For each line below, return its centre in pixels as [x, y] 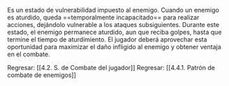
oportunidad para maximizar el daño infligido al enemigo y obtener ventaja [114, 47]
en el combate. [29, 54]
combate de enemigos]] [42, 75]
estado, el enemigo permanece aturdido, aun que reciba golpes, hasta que [114, 32]
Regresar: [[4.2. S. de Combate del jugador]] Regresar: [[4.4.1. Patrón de [111, 68]
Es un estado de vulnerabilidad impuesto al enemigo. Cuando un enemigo [113, 10]
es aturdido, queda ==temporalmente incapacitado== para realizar [103, 17]
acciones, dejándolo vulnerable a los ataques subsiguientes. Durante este [113, 25]
